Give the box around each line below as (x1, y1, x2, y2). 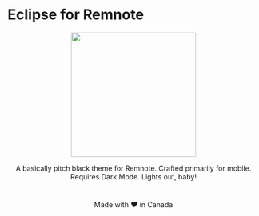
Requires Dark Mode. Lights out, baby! (70, 171, 197, 181)
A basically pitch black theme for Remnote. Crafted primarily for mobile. (15, 163, 252, 173)
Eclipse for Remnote (7, 6, 145, 24)
